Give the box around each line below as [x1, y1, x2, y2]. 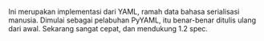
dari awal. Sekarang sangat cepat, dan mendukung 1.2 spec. [8, 24, 209, 33]
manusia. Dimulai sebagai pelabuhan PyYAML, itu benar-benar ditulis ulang [8, 15, 257, 25]
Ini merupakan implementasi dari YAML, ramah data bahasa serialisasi [8, 7, 240, 16]
